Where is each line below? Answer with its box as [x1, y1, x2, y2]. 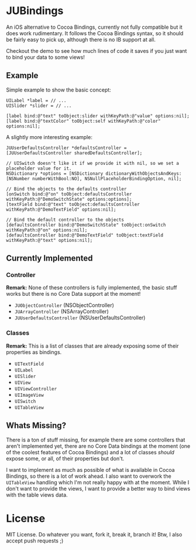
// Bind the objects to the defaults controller [6, 186, 127, 192]
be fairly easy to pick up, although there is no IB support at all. [6, 36, 156, 43]
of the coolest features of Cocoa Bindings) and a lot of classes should [6, 448, 174, 455]
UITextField [14, 361, 44, 367]
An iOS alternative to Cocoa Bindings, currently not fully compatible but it [6, 23, 183, 31]
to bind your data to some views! [6, 53, 85, 60]
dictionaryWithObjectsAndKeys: [105, 170, 182, 177]
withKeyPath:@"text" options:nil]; [6, 237, 93, 243]
